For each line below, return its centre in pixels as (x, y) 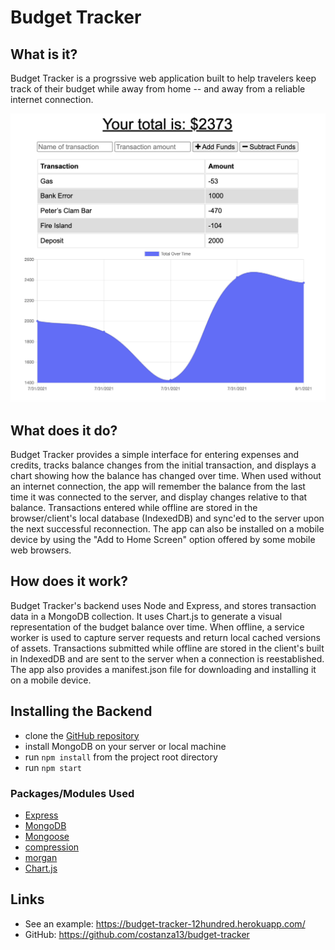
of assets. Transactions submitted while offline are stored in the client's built (167, 648)
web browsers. (41, 550)
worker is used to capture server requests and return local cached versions (165, 637)
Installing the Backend (81, 711)
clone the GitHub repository (82, 735)
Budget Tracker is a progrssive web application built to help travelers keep (163, 78)
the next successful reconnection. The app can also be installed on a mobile (167, 528)
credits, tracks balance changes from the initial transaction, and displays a (163, 465)
